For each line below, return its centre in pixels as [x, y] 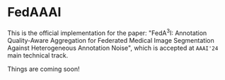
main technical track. [38, 55]
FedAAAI [34, 12]
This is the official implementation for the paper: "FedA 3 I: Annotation [107, 32]
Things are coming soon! [44, 69]
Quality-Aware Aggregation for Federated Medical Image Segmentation [111, 40]
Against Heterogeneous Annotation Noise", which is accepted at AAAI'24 [113, 48]
